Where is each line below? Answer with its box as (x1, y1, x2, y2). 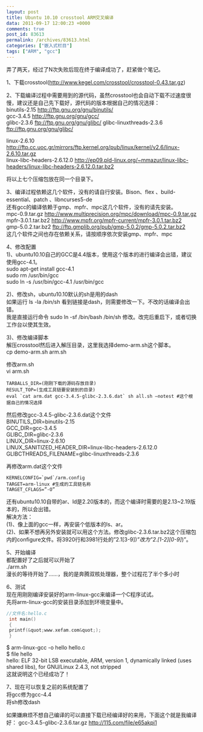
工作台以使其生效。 (6, 321, 54, 328)
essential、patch (6, 195, 48, 203)
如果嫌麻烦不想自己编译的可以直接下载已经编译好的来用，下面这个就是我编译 (6, 711, 197, 719)
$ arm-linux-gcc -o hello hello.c (6, 644, 86, 651)
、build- (155, 188, 176, 195)
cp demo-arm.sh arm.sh (6, 348, 66, 355)
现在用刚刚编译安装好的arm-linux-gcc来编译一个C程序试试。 (6, 591, 157, 598)
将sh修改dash (6, 699, 40, 706)
